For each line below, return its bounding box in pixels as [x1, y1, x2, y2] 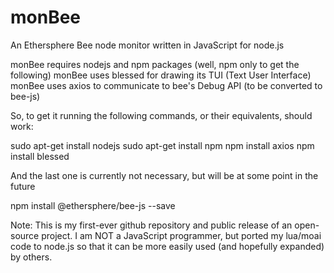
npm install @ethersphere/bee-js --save [10, 199, 176, 211]
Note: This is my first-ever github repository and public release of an [10, 219, 293, 231]
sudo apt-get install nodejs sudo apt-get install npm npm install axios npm [10, 139, 315, 151]
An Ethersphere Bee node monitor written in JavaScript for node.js [10, 39, 285, 51]
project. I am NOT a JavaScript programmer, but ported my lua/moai [41, 229, 322, 241]
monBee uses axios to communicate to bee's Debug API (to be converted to [10, 79, 323, 91]
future [10, 180, 36, 192]
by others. [10, 251, 53, 263]
